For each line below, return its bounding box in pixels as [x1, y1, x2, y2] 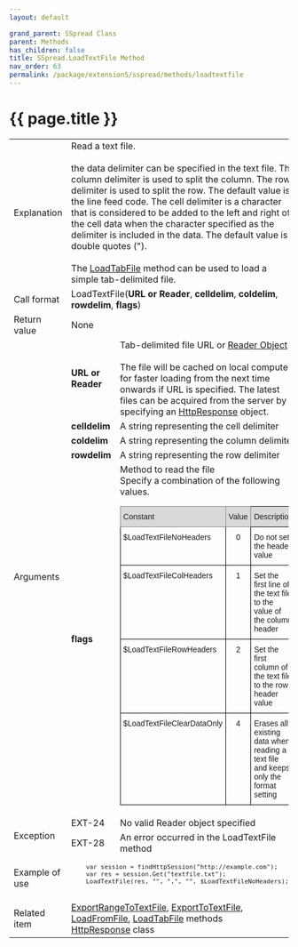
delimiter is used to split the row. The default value [70, 184, 281, 197]
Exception [13, 829, 56, 841]
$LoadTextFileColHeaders [122, 570, 213, 581]
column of [254, 662, 288, 672]
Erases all [254, 718, 288, 728]
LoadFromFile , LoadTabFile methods [70, 912, 223, 925]
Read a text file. [70, 140, 136, 152]
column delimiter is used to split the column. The [70, 173, 273, 185]
